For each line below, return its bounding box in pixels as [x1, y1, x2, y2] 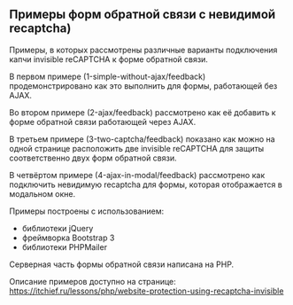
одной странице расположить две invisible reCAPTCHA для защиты [9, 143, 265, 153]
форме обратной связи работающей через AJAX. [9, 116, 197, 127]
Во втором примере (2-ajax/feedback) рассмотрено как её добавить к [9, 106, 276, 118]
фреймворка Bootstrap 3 [21, 232, 115, 243]
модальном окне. [9, 188, 76, 199]
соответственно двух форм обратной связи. [9, 152, 177, 163]
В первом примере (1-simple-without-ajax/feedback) [9, 71, 206, 82]
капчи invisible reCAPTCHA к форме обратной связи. [9, 53, 208, 65]
